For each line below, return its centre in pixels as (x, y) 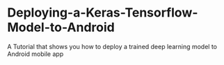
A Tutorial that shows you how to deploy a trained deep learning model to (112, 46)
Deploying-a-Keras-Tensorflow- (103, 13)
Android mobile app (35, 54)
